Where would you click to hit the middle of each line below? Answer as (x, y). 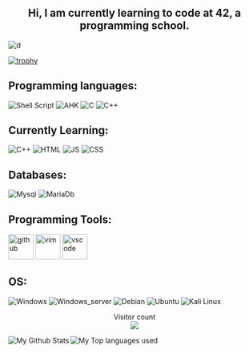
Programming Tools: (60, 219)
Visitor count (135, 317)
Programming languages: (73, 86)
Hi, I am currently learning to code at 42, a (135, 13)
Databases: (38, 174)
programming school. (135, 26)
